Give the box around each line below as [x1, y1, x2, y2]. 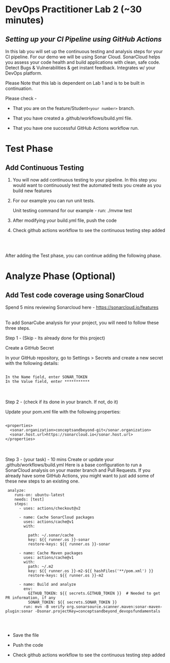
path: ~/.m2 [27, 564, 53, 569]
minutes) [5, 14, 44, 26]
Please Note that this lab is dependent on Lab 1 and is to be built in [5, 80, 145, 86]
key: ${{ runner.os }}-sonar [27, 537, 90, 542]
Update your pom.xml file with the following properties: [5, 409, 121, 415]
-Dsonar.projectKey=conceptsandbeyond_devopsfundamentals [35, 609, 160, 614]
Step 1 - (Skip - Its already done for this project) [5, 335, 105, 341]
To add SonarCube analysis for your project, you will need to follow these [5, 319, 159, 326]
